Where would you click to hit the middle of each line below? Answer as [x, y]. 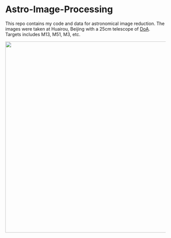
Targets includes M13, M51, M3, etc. [43, 34]
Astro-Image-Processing [59, 9]
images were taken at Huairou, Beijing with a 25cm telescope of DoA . [78, 29]
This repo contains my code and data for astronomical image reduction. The [85, 23]
